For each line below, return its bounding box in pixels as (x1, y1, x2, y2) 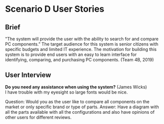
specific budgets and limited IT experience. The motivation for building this (5, 47, 157, 52)
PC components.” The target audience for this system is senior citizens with (5, 41, 159, 47)
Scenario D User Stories (5, 3, 105, 15)
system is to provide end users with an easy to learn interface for (5, 51, 137, 57)
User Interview (5, 71, 52, 79)
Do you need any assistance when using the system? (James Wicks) (5, 84, 147, 90)
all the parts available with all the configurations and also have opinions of (5, 109, 155, 115)
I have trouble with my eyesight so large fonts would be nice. (5, 89, 128, 95)
